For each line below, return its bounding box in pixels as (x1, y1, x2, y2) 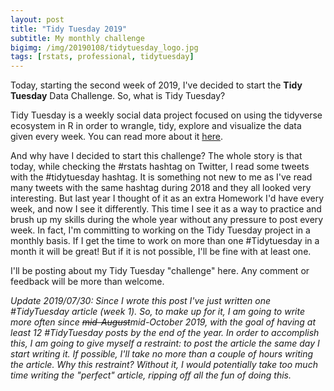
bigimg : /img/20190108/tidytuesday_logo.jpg (10, 42, 199, 53)
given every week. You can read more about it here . (10, 131, 224, 143)
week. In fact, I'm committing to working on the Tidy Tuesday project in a (10, 224, 311, 236)
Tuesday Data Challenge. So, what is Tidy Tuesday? (10, 90, 226, 102)
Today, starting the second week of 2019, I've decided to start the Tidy (10, 79, 303, 91)
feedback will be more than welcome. (10, 276, 165, 288)
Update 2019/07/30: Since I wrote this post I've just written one (10, 295, 272, 307)
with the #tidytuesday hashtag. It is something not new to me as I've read (10, 171, 313, 183)
